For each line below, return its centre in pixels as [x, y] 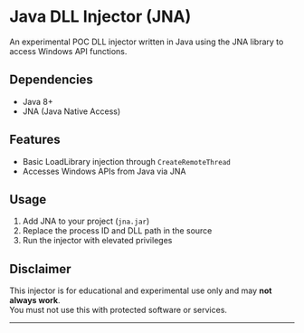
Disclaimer [40, 269]
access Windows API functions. [68, 51]
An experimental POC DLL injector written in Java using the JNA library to [147, 42]
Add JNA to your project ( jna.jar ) [86, 221]
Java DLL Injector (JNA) [100, 17]
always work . [35, 300]
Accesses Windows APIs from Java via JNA [104, 171]
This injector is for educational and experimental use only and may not [141, 290]
